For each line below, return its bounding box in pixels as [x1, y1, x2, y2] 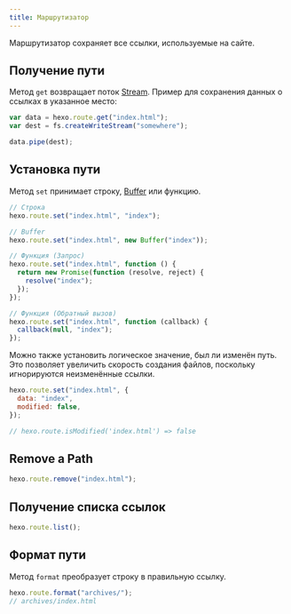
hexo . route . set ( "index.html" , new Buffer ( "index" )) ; [9, 235, 208, 244]
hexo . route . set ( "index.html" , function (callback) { [9, 317, 208, 326]
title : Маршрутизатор [9, 12, 90, 22]
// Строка [9, 203, 46, 211]
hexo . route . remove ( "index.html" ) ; [9, 474, 138, 484]
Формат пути [9, 547, 87, 562]
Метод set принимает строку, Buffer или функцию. [9, 186, 201, 196]
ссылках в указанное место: [9, 96, 117, 107]
